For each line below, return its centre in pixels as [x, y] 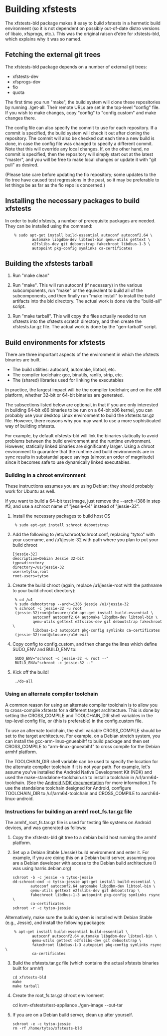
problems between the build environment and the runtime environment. [78, 441]
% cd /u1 [24, 600]
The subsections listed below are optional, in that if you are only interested [82, 405]
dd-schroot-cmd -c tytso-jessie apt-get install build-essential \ [84, 882]
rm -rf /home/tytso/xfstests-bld [47, 1029]
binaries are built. [23, 360]
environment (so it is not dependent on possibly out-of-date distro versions [83, 28]
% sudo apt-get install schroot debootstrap [62, 525]
